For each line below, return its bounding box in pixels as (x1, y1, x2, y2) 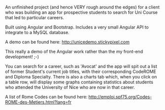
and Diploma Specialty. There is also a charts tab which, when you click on (5, 74, 157, 79)
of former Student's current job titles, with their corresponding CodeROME (5, 69, 157, 74)
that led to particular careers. (5, 15, 64, 20)
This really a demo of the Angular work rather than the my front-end (5, 49, 143, 54)
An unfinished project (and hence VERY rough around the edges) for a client (5, 4, 160, 10)
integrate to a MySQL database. (5, 30, 70, 35)
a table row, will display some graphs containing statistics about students (5, 79, 154, 85)
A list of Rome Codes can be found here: (5, 94, 88, 100)
